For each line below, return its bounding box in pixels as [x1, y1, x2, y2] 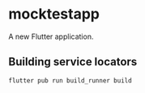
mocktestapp [8, 5, 100, 23]
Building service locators [8, 55, 138, 69]
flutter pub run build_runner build [8, 76, 132, 85]
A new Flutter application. [8, 32, 94, 41]
